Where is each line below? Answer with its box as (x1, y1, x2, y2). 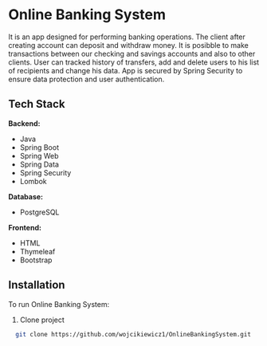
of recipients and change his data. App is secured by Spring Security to (8, 65, 243, 75)
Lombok (19, 176, 48, 186)
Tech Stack (8, 97, 65, 111)
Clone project (19, 315, 65, 324)
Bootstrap (19, 255, 53, 265)
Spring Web (19, 151, 59, 160)
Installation (8, 278, 65, 292)
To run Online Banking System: (8, 299, 110, 309)
